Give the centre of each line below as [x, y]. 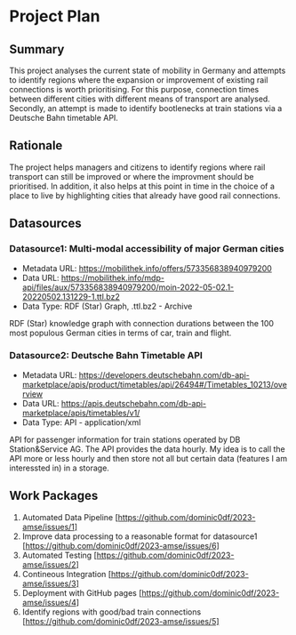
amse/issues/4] [51, 602]
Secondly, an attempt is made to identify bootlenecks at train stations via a [146, 108]
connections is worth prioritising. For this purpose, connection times [134, 89]
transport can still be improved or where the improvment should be [132, 176]
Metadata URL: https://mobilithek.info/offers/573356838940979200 [147, 268]
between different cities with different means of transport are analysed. [140, 99]
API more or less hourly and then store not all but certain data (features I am [148, 458]
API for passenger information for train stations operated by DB [125, 439]
